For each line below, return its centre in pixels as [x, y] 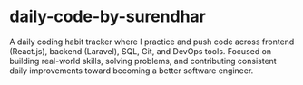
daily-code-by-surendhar [108, 17]
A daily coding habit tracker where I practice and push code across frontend [152, 42]
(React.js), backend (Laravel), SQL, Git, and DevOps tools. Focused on [141, 51]
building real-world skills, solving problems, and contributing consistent [143, 61]
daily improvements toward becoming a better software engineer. [132, 71]
